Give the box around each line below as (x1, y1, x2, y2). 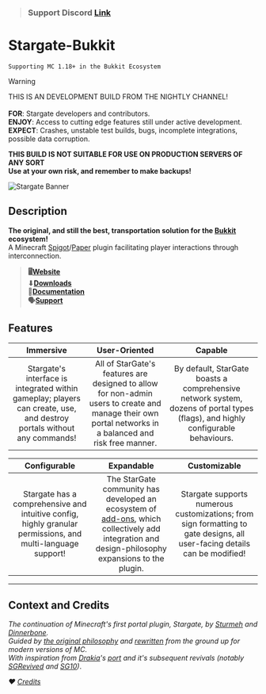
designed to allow (92, 378, 158, 389)
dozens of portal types (169, 403, 254, 414)
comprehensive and (13, 499, 87, 510)
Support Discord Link (27, 7, 112, 18)
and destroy (24, 412, 70, 424)
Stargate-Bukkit (8, 36, 116, 55)
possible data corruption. (8, 134, 90, 144)
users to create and (89, 398, 161, 409)
